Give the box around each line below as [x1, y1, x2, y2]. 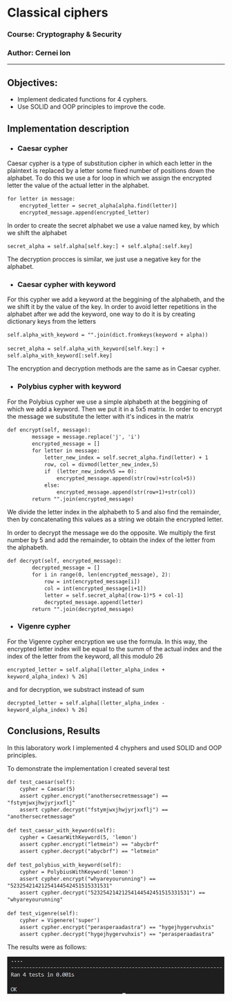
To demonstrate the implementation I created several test [7, 764, 171, 772]
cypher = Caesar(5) [19, 785, 76, 792]
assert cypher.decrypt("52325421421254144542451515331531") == [19, 889, 206, 896]
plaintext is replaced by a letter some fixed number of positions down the [7, 166, 215, 174]
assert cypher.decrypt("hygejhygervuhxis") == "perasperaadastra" [19, 930, 215, 937]
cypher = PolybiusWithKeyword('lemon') [19, 868, 135, 875]
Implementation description [7, 122, 130, 134]
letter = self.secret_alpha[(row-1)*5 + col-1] [43, 592, 184, 599]
